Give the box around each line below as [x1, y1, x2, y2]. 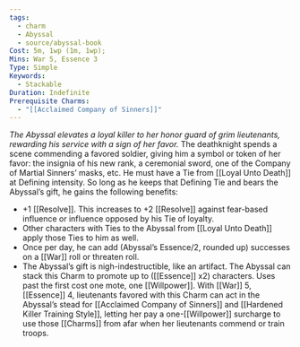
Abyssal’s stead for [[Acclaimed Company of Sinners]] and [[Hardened [21, 299, 284, 310]
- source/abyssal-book [17, 38, 102, 48]
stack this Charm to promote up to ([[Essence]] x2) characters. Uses [21, 271, 276, 282]
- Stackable [17, 80, 63, 89]
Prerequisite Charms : [9, 96, 90, 106]
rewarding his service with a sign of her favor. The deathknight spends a [9, 139, 278, 150]
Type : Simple [9, 64, 58, 73]
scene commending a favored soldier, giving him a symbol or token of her [9, 149, 281, 160]
